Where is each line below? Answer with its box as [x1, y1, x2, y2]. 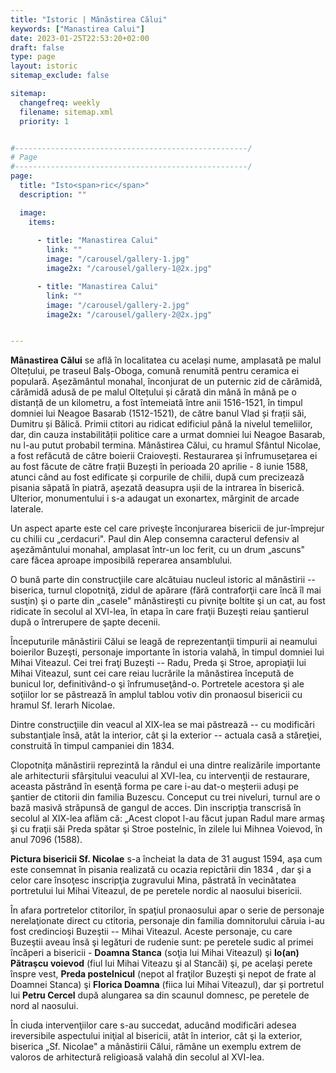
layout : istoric [10, 61, 78, 71]
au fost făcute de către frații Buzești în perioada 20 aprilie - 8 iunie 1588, [10, 461, 308, 473]
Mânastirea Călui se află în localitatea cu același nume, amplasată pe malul [10, 354, 322, 366]
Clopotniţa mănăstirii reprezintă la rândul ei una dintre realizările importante [10, 759, 321, 771]
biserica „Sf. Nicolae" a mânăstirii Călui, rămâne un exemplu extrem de [10, 1041, 302, 1053]
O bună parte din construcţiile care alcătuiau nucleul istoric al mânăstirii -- [10, 574, 316, 586]
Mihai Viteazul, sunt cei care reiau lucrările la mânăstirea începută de [10, 667, 295, 680]
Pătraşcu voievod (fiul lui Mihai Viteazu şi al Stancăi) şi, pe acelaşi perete [10, 957, 313, 970]
